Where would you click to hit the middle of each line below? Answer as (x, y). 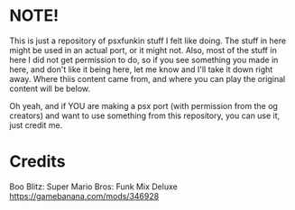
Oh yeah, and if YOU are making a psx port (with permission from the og (143, 105)
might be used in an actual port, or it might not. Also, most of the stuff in (143, 50)
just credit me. (36, 125)
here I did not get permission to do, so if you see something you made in (144, 59)
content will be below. (50, 88)
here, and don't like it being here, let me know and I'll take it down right (141, 69)
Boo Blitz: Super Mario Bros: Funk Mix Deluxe (93, 187)
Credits (37, 162)
